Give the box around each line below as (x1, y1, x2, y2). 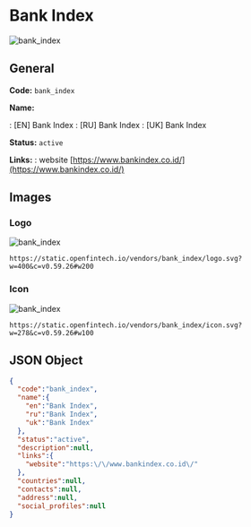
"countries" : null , (17, 477, 87, 486)
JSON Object (9, 353, 83, 368)
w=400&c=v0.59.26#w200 (9, 262, 94, 272)
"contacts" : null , (17, 485, 82, 494)
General (9, 61, 56, 76)
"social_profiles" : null (17, 501, 106, 511)
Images (9, 190, 52, 205)
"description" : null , (17, 443, 94, 453)
